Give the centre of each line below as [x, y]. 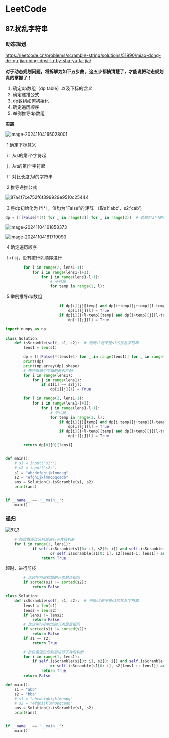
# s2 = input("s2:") [36, 468]
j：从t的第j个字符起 [26, 166]
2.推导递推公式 [22, 187]
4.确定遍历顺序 [22, 247]
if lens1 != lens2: [44, 615]
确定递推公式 [26, 94]
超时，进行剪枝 [21, 568]
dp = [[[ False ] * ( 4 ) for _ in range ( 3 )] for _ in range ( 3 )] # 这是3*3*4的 [84, 217]
